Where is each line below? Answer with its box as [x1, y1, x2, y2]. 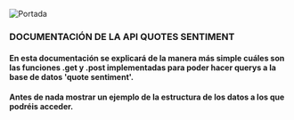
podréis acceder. [9, 101, 74, 112]
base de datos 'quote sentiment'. [9, 71, 134, 82]
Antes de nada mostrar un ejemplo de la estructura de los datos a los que [9, 92, 285, 102]
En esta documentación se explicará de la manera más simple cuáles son [9, 52, 285, 63]
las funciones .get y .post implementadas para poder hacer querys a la [9, 62, 276, 73]
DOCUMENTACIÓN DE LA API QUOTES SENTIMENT [9, 30, 235, 43]
